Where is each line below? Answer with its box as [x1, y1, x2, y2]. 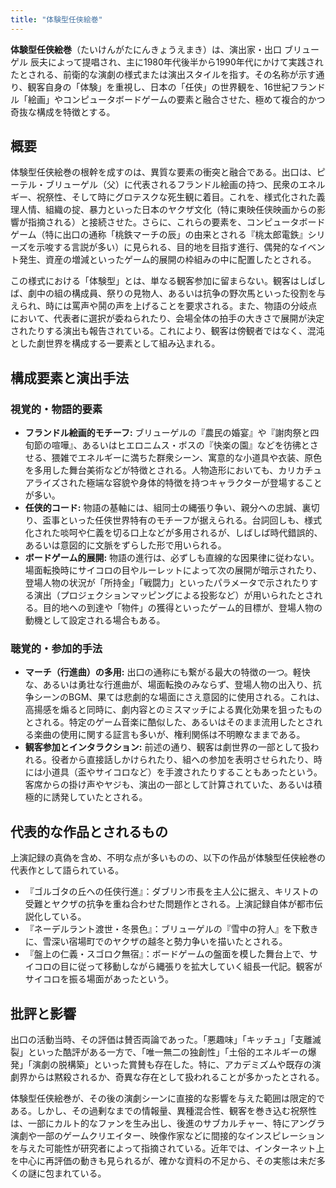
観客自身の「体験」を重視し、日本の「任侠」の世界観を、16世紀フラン [27, 81, 317, 93]
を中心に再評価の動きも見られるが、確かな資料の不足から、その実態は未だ [10, 1155, 317, 1167]
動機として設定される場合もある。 [24, 614, 166, 626]
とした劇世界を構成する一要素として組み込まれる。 [10, 337, 221, 350]
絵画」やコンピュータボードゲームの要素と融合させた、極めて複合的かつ [27, 93, 326, 105]
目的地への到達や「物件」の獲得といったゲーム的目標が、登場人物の [42, 602, 323, 614]
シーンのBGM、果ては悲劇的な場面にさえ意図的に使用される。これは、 [33, 691, 325, 703]
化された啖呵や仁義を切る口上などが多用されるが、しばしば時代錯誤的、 [24, 527, 323, 539]
